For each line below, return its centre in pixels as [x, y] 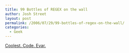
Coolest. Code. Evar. [25, 46]
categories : [17, 27]
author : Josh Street [26, 14]
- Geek [16, 32]
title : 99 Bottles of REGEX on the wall [47, 9]
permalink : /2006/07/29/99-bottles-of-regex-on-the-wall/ [65, 23]
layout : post [18, 18]
